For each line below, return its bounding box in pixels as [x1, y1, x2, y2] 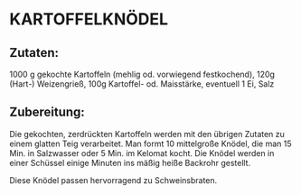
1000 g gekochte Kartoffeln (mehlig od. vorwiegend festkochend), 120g [9, 69, 276, 79]
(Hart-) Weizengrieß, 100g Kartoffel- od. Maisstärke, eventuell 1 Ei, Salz [9, 79, 275, 89]
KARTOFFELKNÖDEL [9, 9, 169, 30]
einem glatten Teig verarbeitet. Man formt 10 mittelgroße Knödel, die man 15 [9, 138, 292, 149]
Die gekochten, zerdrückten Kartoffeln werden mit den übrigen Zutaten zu [9, 128, 285, 139]
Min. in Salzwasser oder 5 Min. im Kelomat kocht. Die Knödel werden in [9, 147, 275, 158]
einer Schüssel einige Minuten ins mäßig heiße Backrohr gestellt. [9, 157, 251, 168]
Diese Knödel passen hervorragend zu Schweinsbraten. [9, 174, 218, 185]
